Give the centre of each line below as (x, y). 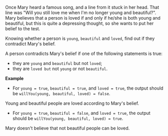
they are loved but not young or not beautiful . (60, 69)
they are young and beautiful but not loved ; (57, 63)
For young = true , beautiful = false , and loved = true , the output (81, 113)
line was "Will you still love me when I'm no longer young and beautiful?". (81, 13)
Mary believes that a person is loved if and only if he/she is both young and (83, 18)
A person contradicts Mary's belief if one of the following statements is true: (84, 53)
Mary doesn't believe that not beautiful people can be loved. (67, 128)
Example (15, 78)
